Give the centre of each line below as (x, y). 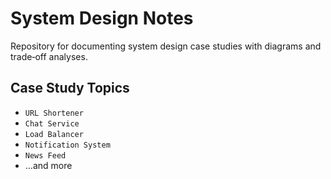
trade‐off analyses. (49, 56)
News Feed (45, 155)
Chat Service (52, 123)
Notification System (67, 145)
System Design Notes (102, 18)
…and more (48, 165)
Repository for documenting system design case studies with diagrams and (166, 46)
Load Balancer (54, 134)
